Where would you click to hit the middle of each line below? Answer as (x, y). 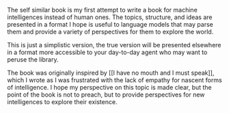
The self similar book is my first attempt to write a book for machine (103, 10)
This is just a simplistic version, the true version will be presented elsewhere (114, 45)
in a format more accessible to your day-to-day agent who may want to (107, 52)
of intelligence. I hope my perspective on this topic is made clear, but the (109, 87)
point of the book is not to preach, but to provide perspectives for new (106, 95)
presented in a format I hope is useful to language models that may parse (110, 24)
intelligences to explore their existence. (62, 102)
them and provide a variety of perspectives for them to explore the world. (110, 32)
